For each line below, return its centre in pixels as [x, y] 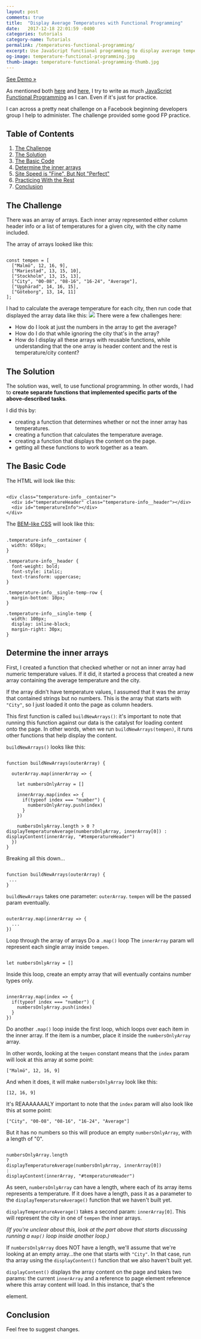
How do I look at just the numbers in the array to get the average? [96, 327]
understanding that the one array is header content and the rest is [96, 346]
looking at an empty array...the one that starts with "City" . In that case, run [99, 1254]
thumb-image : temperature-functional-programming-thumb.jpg [83, 62]
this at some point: [29, 1110]
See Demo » [22, 79]
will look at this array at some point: [50, 1059]
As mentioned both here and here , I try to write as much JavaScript [89, 91]
